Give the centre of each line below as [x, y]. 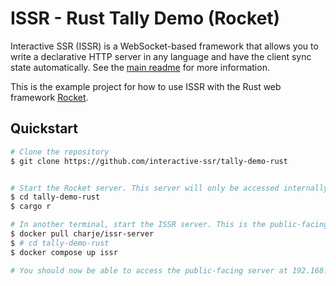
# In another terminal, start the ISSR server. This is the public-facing [169, 225]
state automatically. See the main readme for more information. [140, 67]
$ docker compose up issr [64, 252]
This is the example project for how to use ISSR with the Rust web [146, 86]
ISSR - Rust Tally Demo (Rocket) [145, 18]
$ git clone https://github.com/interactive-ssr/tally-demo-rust [149, 161]
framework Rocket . [49, 97]
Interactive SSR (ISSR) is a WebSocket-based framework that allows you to [164, 46]
